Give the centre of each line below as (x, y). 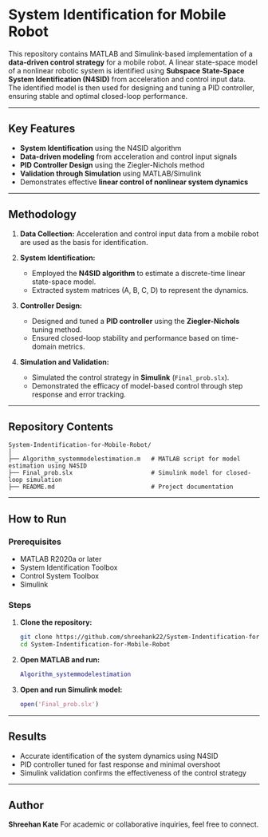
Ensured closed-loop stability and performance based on (126, 338)
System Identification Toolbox (69, 567)
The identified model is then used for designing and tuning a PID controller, (132, 87)
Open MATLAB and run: (60, 660)
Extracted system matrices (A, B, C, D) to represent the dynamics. (140, 290)
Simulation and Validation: (64, 361)
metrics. (72, 346)
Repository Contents (61, 426)
